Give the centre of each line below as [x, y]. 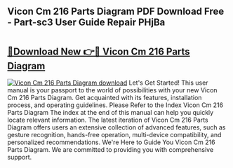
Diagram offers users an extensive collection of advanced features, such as [116, 127]
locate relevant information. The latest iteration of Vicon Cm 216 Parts [108, 120]
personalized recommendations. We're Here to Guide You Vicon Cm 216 [111, 142]
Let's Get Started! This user [168, 83]
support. [20, 157]
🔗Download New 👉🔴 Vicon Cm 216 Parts [99, 51]
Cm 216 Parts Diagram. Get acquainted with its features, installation [105, 98]
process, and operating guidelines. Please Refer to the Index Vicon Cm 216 [115, 105]
